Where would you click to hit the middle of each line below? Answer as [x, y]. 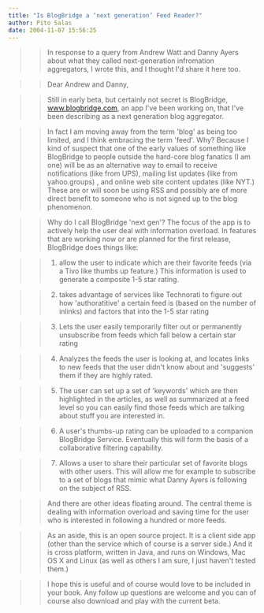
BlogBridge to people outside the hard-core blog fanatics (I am [149, 157]
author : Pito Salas [40, 23]
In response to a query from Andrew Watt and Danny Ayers [143, 53]
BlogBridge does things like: [93, 247]
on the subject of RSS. [95, 489]
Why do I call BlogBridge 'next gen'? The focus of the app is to [149, 222]
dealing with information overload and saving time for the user [148, 512]
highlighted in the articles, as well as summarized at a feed [154, 399]
